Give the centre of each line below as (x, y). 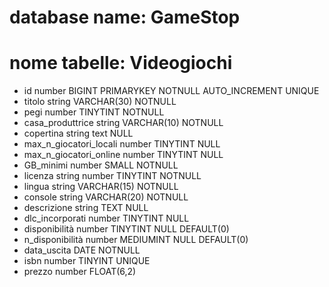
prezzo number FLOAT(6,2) (80, 272)
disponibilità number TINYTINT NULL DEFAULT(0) (126, 229)
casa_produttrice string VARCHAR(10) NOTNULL (123, 123)
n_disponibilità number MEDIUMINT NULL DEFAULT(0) (136, 240)
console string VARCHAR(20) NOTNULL (106, 197)
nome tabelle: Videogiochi (121, 63)
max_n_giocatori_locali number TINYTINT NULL (122, 144)
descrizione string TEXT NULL (86, 208)
